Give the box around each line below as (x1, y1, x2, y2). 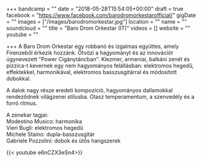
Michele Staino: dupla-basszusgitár (6, 130, 95, 138)
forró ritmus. (6, 100, 38, 107)
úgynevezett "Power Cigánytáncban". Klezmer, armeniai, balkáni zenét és (6, 56, 190, 62)
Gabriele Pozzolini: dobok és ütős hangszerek (6, 137, 121, 144)
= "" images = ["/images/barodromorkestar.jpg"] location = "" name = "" (6, 18, 187, 25)
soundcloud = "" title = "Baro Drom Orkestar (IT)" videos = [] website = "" (6, 24, 190, 32)
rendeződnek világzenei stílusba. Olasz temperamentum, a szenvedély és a (6, 93, 195, 100)
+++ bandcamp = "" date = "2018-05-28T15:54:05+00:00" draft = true (6, 5, 184, 12)
